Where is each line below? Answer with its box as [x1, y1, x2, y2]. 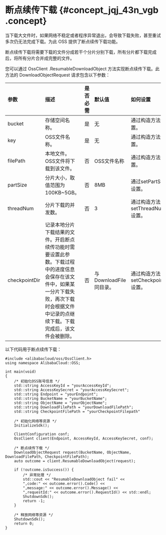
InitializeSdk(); [14, 423, 50, 428]
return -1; [23, 498, 45, 503]
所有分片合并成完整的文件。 [18, 55, 75, 61]
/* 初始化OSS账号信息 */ [14, 379, 60, 384]
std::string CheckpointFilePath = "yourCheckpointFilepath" [14, 409, 140, 414]
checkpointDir [7, 277, 41, 284]
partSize [7, 181, 27, 188]
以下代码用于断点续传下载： [5, 346, 62, 352]
